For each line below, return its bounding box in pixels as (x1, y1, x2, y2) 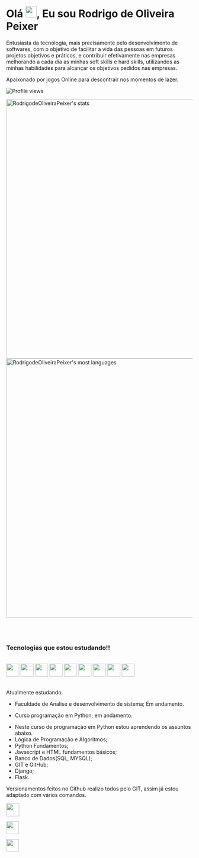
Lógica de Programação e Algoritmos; (14, 736, 108, 743)
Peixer (6, 20, 38, 33)
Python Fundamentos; (14, 742, 69, 750)
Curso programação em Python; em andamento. (14, 712, 133, 719)
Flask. (14, 774, 30, 781)
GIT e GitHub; (14, 761, 49, 769)
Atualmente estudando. (6, 689, 63, 696)
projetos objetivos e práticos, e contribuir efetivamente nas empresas (6, 52, 176, 59)
